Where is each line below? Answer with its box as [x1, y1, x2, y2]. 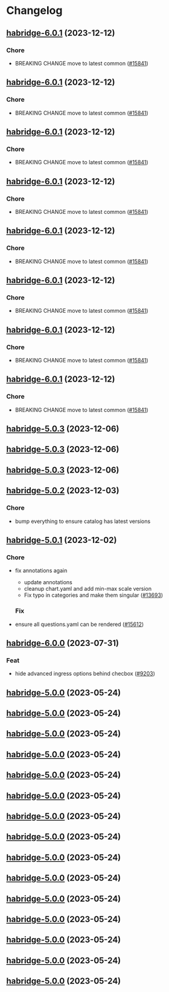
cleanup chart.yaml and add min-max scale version [24, 585, 152, 593]
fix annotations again [14, 567, 68, 574]
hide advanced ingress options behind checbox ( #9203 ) [14, 670, 155, 677]
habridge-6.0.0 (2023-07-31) [6, 637, 120, 648]
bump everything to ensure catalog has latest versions [14, 518, 151, 525]
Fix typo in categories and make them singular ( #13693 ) [24, 591, 164, 599]
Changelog [6, 4, 63, 18]
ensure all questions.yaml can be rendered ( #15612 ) [14, 621, 144, 628]
